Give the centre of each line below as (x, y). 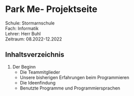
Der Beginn (24, 66)
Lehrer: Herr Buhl (23, 33)
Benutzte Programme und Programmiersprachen (70, 88)
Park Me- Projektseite (51, 9)
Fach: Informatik (22, 28)
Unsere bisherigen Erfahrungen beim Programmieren (74, 77)
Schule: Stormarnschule (30, 23)
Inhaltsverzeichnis (35, 55)
